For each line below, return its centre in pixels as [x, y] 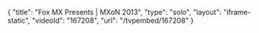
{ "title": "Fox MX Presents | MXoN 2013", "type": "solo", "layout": [115, 12]
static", [19, 20]
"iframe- [237, 12]
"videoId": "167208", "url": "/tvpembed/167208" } [113, 20]
